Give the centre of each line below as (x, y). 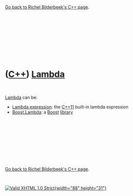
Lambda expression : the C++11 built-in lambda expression (70, 107)
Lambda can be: (21, 97)
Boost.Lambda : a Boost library (42, 112)
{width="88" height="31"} (80, 188)
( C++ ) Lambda (35, 74)
